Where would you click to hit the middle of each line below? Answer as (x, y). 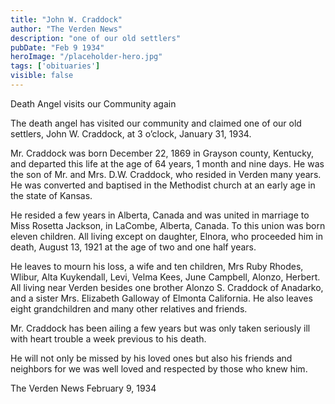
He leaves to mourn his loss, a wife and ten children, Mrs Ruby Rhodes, (157, 266)
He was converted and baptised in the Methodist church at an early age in (163, 185)
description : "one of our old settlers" (96, 38)
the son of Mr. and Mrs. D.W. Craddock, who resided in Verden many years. (166, 174)
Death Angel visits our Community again (93, 103)
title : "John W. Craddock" (66, 19)
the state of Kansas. (51, 195)
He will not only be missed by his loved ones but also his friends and (151, 358)
